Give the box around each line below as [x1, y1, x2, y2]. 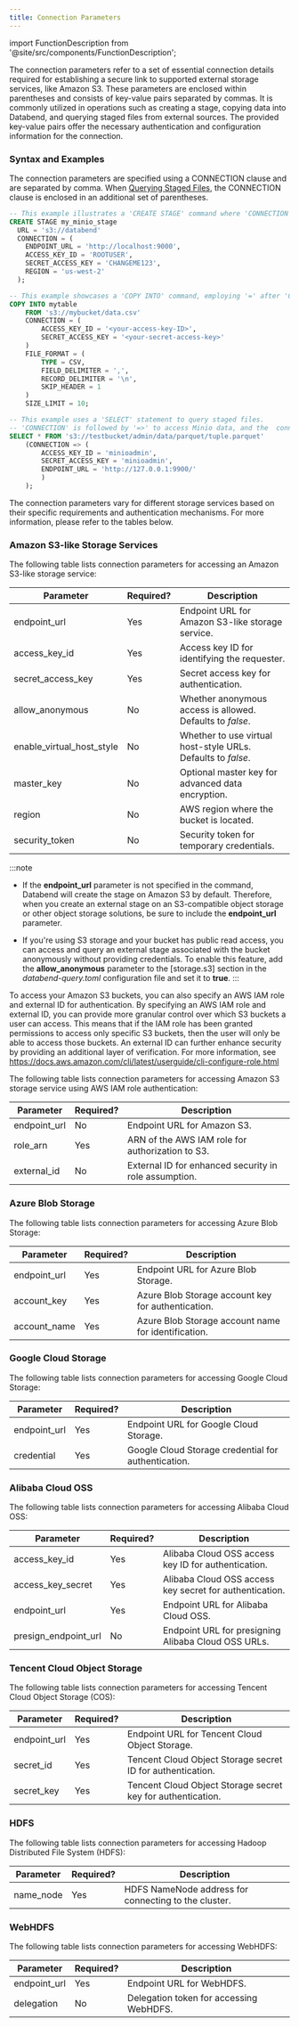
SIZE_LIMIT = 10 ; [25, 399, 90, 408]
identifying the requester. [179, 652, 286, 665]
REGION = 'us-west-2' [25, 267, 105, 276]
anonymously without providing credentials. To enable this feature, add [21, 954, 283, 965]
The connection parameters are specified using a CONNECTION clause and [9, 173, 287, 184]
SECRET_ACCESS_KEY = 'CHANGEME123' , [25, 259, 162, 268]
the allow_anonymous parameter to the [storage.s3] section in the [21, 963, 267, 974]
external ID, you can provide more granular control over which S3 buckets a [9, 1009, 287, 1020]
